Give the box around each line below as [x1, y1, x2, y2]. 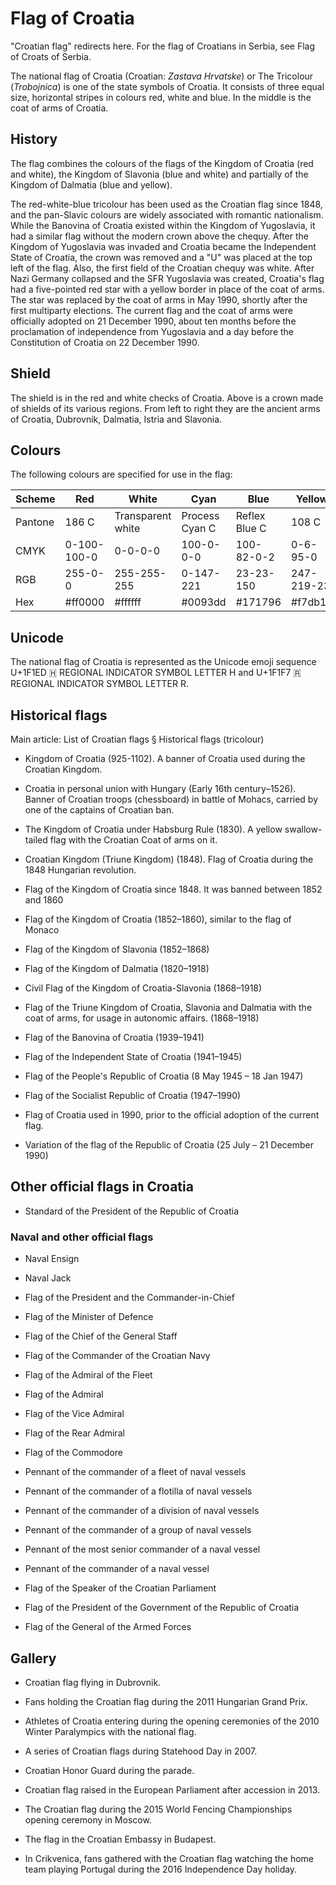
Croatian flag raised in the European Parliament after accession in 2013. [24, 1783, 321, 1796]
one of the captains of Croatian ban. [24, 804, 175, 816]
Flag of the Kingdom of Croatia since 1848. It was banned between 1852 [24, 883, 323, 895]
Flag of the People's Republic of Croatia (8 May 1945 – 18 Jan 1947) [24, 1070, 304, 1082]
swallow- [284, 823, 323, 835]
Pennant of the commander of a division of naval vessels [24, 1505, 260, 1517]
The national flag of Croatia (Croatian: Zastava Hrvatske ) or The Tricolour [10, 70, 314, 82]
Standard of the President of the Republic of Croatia [24, 1205, 240, 1217]
